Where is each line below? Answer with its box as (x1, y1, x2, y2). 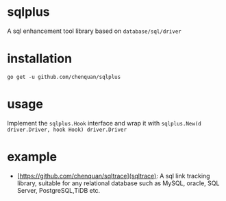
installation (7, 51, 73, 67)
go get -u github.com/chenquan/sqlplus (7, 73, 121, 80)
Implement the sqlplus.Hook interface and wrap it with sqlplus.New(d (7, 119, 202, 127)
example (7, 149, 58, 165)
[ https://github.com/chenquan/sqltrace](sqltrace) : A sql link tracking (16, 172, 210, 180)
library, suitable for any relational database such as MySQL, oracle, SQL (16, 179, 220, 187)
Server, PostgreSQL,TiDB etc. (16, 186, 101, 194)
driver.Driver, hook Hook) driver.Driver (7, 126, 127, 133)
